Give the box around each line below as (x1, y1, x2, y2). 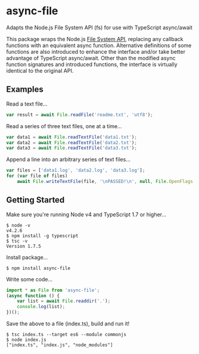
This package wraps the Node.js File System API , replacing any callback (6, 35, 184, 42)
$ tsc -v (6, 238, 28, 244)
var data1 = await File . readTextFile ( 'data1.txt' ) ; (6, 134, 137, 140)
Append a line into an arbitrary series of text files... (6, 156, 131, 163)
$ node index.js (6, 337, 46, 343)
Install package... (6, 253, 48, 260)
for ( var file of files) (6, 173, 68, 179)
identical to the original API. (6, 67, 74, 74)
